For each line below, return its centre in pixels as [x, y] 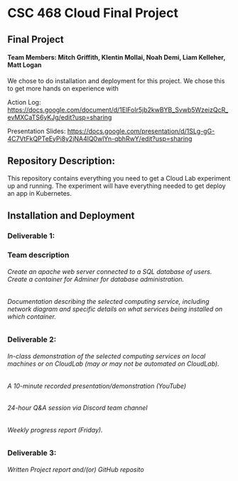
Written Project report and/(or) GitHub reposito [76, 470]
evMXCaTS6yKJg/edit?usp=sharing [60, 117]
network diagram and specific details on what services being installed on [115, 309]
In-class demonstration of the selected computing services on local [107, 356]
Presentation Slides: [37, 131]
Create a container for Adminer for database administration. [96, 280]
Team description [38, 255]
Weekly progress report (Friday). [55, 430]
